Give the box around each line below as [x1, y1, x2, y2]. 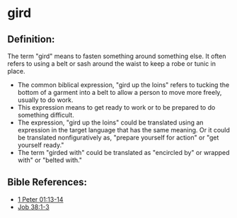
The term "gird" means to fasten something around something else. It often [7, 52, 226, 60]
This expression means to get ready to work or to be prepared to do [17, 103, 216, 111]
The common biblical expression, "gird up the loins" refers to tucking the [17, 81, 230, 89]
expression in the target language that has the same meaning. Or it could [17, 126, 230, 134]
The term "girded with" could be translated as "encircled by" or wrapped [17, 149, 230, 156]
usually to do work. [17, 96, 74, 104]
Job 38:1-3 [17, 202, 50, 211]
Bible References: [7, 176, 87, 188]
